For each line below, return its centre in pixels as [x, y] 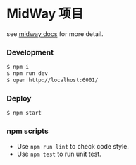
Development [30, 52]
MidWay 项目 [45, 14]
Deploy [19, 98]
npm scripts [27, 131]
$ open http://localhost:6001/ [52, 80]
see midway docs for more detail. [55, 34]
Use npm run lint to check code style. [73, 147]
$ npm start [24, 113]
